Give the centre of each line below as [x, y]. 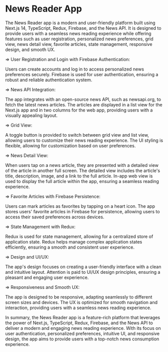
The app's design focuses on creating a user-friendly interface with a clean [83, 267]
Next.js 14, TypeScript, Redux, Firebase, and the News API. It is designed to [83, 28]
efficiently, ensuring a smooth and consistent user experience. [70, 247]
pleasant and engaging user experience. [47, 277]
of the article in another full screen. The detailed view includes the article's [83, 170]
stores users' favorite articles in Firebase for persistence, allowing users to [82, 211]
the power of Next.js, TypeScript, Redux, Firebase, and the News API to [79, 323]
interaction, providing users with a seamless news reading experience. [78, 308]
